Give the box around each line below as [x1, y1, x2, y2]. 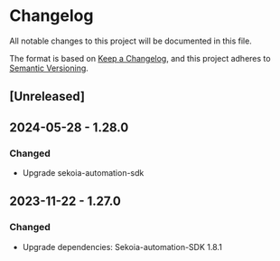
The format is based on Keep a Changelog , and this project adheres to [9, 53, 271, 63]
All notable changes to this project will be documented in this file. [9, 35, 253, 46]
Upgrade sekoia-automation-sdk [22, 168, 145, 179]
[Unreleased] [9, 89, 86, 104]
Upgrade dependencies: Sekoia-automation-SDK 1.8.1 [22, 241, 223, 252]
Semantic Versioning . [9, 63, 89, 73]
